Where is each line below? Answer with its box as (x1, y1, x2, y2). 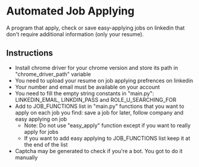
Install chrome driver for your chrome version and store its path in (14, 64, 178, 71)
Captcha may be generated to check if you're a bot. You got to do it (14, 147, 183, 154)
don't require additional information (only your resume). (6, 30, 144, 37)
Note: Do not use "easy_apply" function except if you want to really (24, 122, 191, 129)
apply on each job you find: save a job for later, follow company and (14, 109, 184, 116)
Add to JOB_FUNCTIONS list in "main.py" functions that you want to (14, 102, 185, 110)
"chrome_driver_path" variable (14, 71, 92, 78)
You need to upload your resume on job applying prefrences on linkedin (14, 77, 194, 84)
